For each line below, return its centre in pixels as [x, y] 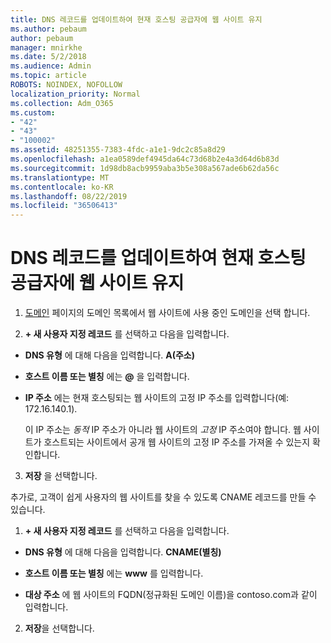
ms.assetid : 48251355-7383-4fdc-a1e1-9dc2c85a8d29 [118, 150]
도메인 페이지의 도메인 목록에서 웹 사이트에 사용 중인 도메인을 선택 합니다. [167, 313]
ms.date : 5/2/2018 [48, 57]
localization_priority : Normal [75, 94]
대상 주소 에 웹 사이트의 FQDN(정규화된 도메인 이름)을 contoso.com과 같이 [171, 595]
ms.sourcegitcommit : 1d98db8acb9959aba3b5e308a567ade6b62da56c [145, 168]
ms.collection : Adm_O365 [62, 103]
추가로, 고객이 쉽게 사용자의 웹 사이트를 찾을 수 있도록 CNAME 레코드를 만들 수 [163, 497]
